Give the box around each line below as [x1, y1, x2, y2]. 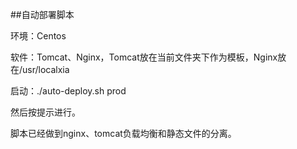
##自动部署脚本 [10, 9, 75, 20]
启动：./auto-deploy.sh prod [10, 85, 127, 97]
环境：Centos [10, 30, 67, 42]
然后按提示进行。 [10, 106, 81, 118]
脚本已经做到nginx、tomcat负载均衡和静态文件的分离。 [10, 128, 237, 139]
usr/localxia [22, 64, 70, 75]
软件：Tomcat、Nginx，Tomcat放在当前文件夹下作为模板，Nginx [10, 51, 278, 63]
